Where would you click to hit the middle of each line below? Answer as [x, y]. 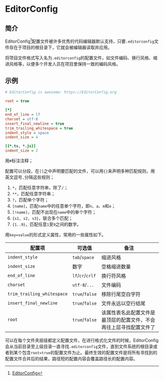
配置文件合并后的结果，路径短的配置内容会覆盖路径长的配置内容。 [71, 359]
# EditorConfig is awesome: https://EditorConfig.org [61, 92]
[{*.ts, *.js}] [20, 146]
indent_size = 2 [21, 151]
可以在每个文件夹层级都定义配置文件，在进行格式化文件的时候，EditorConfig [82, 340]
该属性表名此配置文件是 [128, 313]
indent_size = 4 [21, 137]
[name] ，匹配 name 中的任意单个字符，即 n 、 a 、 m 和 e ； [64, 206]
